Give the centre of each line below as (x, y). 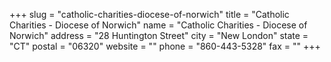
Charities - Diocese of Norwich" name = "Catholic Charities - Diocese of (158, 25)
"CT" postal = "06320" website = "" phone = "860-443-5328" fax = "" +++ (165, 46)
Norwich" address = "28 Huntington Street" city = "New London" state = (159, 35)
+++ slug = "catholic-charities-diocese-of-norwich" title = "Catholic (149, 14)
